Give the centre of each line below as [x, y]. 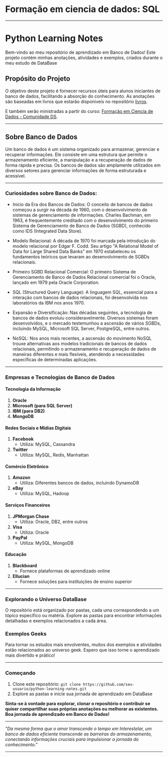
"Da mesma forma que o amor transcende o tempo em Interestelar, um [78, 728]
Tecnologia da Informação [33, 389]
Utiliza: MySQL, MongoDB [47, 543]
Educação [16, 554]
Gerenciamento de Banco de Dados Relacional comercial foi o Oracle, [84, 277]
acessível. [15, 176]
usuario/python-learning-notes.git [49, 689]
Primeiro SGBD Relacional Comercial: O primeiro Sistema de [74, 271]
